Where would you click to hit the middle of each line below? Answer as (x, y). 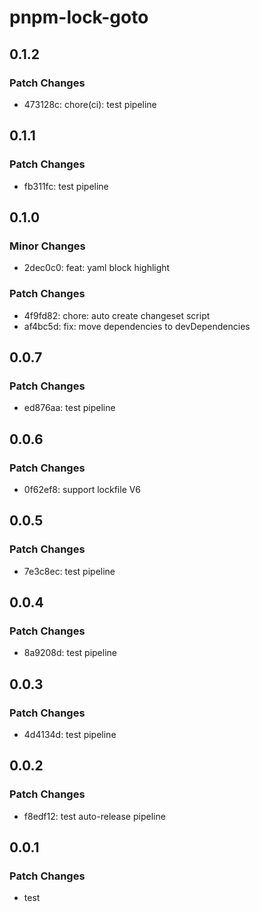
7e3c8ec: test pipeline (69, 571)
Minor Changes (47, 246)
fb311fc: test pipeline (66, 186)
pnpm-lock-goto (79, 17)
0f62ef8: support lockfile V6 (82, 489)
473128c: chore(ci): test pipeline (90, 104)
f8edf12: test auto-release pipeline (94, 816)
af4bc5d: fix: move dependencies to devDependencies (137, 326)
